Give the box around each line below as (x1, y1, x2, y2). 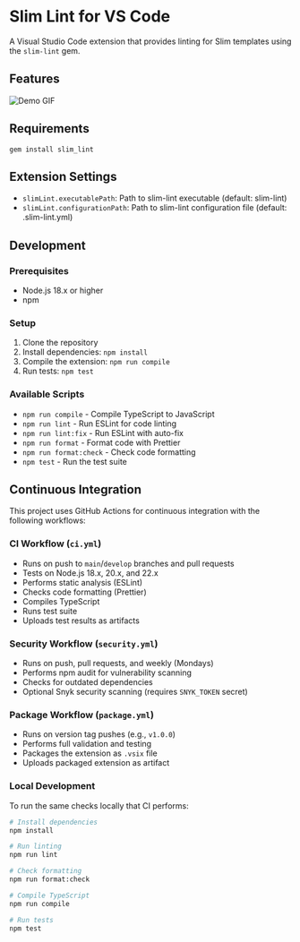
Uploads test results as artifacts (21, 615, 141, 626)
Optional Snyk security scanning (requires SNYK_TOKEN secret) (21, 687, 248, 698)
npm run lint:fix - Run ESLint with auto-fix (21, 427, 184, 438)
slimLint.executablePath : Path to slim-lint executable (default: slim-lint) (21, 193, 287, 203)
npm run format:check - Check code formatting (21, 446, 196, 458)
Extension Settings (9, 168, 117, 184)
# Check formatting (9, 867, 82, 876)
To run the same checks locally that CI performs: (9, 800, 190, 811)
